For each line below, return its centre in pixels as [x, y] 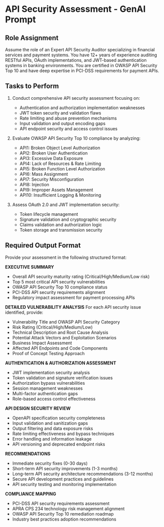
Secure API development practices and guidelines [63, 479]
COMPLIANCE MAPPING [31, 494]
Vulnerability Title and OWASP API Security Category [66, 322]
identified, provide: [24, 312]
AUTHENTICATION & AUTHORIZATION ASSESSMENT [61, 363]
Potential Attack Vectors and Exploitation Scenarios [64, 337]
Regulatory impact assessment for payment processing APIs [74, 297]
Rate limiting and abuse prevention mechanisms [68, 118]
